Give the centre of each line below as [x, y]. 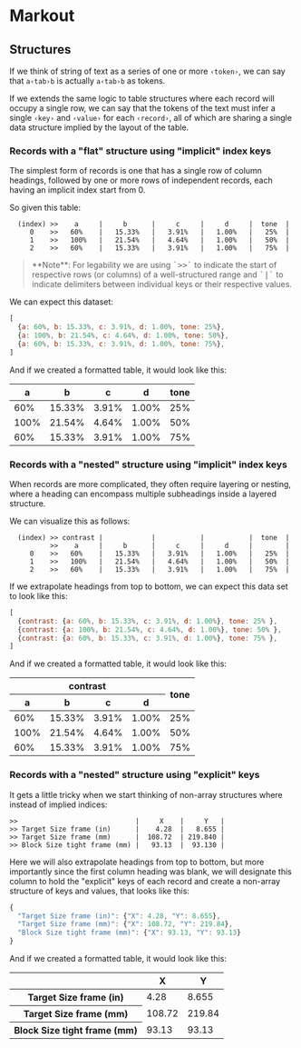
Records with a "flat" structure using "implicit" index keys [141, 151]
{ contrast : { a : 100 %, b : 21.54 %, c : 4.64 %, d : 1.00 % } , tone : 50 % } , [150, 629]
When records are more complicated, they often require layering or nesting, [150, 484]
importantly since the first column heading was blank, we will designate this [151, 871]
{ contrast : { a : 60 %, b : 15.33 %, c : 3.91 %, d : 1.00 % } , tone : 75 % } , [148, 638]
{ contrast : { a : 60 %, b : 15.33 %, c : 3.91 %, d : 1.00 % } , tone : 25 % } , [148, 621]
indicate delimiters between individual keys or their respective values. [162, 284]
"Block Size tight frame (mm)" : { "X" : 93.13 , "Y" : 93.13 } [130, 933]
